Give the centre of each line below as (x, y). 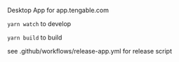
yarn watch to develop (39, 24)
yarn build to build (35, 37)
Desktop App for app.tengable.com (58, 10)
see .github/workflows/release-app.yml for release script (89, 51)
